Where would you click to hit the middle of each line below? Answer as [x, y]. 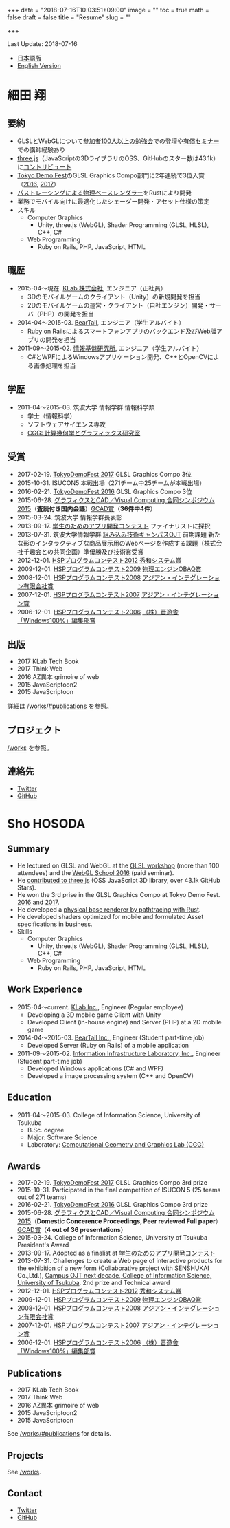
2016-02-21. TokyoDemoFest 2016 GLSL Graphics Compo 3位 [104, 492]
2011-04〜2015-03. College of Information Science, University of [109, 1115]
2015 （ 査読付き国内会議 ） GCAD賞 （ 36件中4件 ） [87, 509]
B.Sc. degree [46, 1130]
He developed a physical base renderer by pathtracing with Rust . [109, 909]
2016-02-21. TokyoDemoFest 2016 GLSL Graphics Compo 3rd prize [112, 1205]
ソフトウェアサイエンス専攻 [67, 424]
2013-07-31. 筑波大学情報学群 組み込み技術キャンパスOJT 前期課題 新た [119, 535]
